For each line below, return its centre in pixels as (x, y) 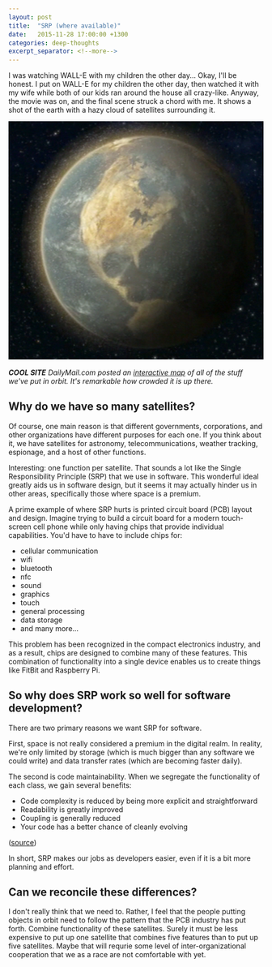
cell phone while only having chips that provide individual (128, 526)
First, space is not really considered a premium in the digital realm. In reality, (136, 743)
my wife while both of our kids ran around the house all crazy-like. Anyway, (134, 92)
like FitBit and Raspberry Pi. (54, 670)
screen (20, 526)
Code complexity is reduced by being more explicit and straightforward (138, 801)
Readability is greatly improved (72, 809)
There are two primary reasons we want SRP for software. (105, 728)
